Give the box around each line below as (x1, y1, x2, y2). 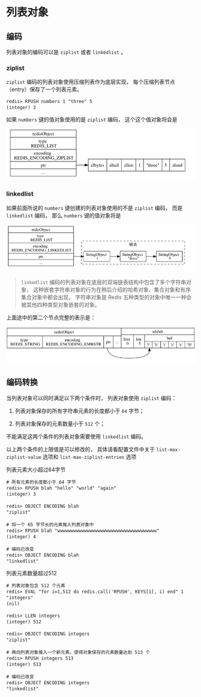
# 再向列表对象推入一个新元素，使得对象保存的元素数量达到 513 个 (6, 649, 151, 655)
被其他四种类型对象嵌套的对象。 (20, 301, 100, 308)
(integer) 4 (6, 534, 36, 540)
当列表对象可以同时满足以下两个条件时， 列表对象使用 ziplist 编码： (6, 394, 177, 401)
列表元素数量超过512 (6, 569, 57, 577)
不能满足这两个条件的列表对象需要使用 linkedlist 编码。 (6, 433, 147, 440)
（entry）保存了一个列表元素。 (6, 86, 83, 93)
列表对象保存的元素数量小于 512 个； (14, 420, 106, 427)
